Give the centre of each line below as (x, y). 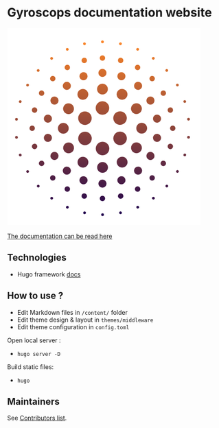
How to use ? (35, 296)
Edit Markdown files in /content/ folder (72, 312)
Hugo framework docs (49, 274)
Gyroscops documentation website (109, 13)
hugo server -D (39, 354)
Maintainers (34, 402)
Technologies (37, 258)
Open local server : (34, 340)
